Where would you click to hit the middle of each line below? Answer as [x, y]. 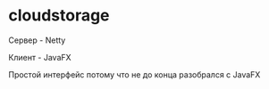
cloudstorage [59, 16]
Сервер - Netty [37, 40]
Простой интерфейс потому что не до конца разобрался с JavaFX [134, 74]
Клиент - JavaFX [40, 57]
